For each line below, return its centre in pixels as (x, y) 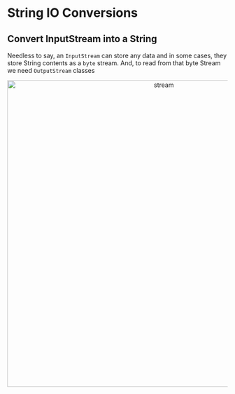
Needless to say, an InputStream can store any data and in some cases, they (117, 55)
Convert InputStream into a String (82, 39)
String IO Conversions (73, 13)
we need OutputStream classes (51, 70)
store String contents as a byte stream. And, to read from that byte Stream (114, 63)
